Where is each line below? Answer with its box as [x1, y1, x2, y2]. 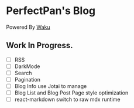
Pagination [14, 76, 41, 83]
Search [14, 69, 32, 76]
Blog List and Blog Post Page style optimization [14, 89, 129, 96]
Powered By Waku [6, 23, 50, 31]
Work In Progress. [6, 41, 73, 50]
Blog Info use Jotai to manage [14, 83, 87, 89]
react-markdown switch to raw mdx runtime [14, 96, 121, 103]
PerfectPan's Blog [6, 4, 96, 18]
